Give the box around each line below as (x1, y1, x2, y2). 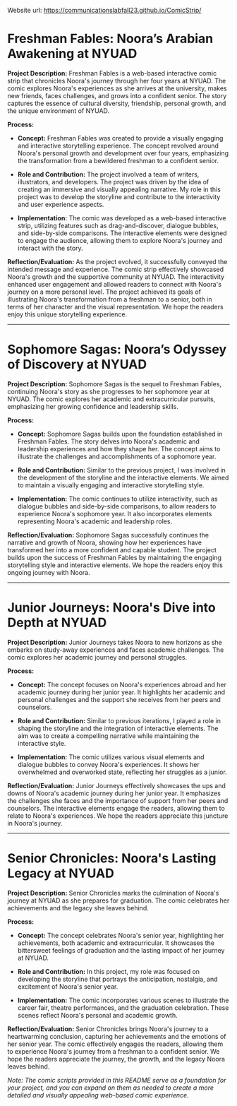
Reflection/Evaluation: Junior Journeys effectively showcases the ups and (7, 781, 226, 790)
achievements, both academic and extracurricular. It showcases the (17, 939, 215, 947)
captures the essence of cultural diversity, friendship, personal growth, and (7, 99, 226, 107)
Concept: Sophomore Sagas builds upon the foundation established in (17, 429, 223, 438)
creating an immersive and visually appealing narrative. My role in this (17, 185, 221, 194)
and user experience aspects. (17, 200, 104, 208)
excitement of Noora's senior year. (17, 982, 119, 991)
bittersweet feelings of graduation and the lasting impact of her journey (17, 946, 225, 954)
